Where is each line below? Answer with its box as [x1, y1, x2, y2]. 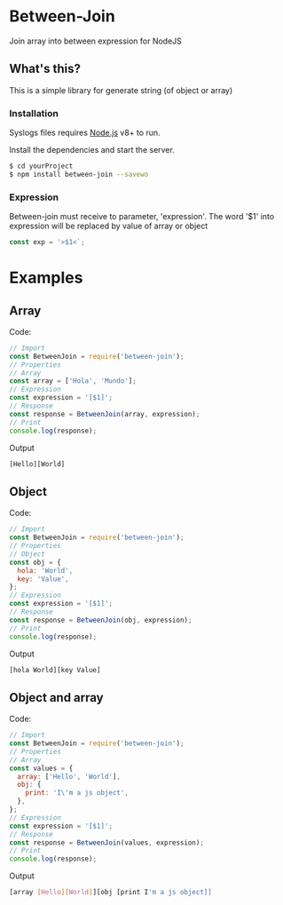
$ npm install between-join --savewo [9, 170, 149, 179]
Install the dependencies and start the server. [9, 145, 175, 155]
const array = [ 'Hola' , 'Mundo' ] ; [9, 377, 138, 385]
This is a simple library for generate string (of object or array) [9, 84, 233, 95]
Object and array [9, 690, 104, 705]
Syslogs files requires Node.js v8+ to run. [9, 127, 161, 139]
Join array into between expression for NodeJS [9, 36, 182, 46]
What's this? [9, 61, 82, 76]
